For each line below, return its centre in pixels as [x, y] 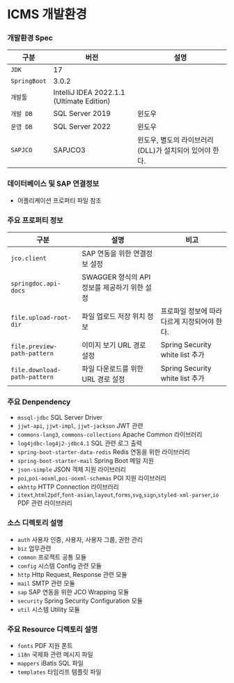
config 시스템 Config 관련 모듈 [60, 566]
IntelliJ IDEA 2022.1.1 [89, 93]
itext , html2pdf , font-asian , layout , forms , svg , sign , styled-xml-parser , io [118, 495]
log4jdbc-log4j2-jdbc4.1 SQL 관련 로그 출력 [80, 443]
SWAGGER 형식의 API [116, 277]
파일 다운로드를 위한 [113, 369]
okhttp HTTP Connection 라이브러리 [68, 487]
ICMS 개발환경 [47, 14]
